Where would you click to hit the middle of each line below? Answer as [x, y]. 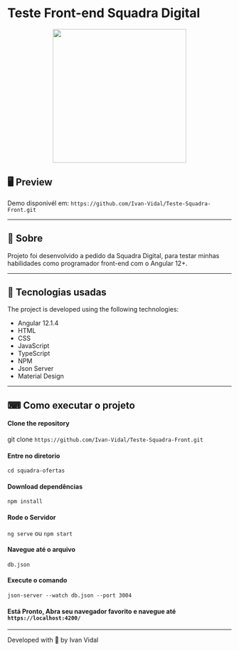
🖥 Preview [30, 182]
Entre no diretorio [34, 456]
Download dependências [45, 486]
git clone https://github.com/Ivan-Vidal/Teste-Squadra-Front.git [106, 439]
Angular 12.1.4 [38, 323]
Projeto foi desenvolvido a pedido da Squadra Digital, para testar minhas [113, 255]
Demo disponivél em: [38, 203]
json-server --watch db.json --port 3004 [70, 595]
